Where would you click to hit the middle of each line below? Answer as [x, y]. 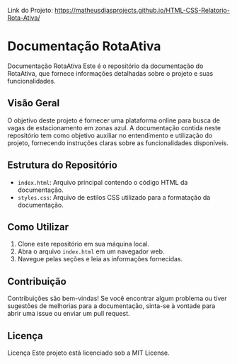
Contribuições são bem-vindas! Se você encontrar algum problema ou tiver [117, 298]
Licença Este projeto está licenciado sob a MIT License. [88, 353]
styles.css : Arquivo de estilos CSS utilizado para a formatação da [114, 197]
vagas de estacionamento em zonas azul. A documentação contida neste [114, 127]
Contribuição [37, 281]
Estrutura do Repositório [63, 165]
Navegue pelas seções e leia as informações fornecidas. [100, 259]
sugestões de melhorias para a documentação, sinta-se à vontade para [111, 306]
